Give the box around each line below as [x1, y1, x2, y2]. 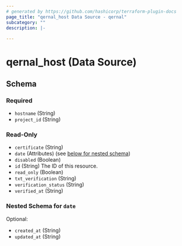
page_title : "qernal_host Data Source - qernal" [6, 14, 127, 20]
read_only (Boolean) [14, 169, 64, 176]
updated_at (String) [14, 233, 61, 240]
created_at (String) [14, 227, 61, 234]
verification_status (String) [14, 181, 85, 188]
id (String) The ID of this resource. [14, 162, 98, 170]
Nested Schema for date [6, 202, 76, 210]
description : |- [6, 25, 46, 31]
